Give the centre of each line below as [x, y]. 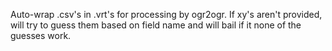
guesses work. [41, 35]
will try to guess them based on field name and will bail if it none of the [156, 25]
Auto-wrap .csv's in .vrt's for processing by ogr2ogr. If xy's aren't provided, [166, 14]
